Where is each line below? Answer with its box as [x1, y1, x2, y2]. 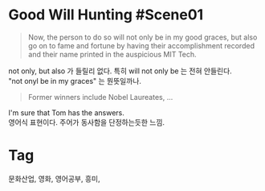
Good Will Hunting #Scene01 [8, 6, 204, 24]
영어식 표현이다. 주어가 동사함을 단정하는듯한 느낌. [8, 117, 165, 127]
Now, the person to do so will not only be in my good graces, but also [27, 32, 258, 42]
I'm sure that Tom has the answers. [8, 107, 124, 118]
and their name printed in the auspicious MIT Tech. [27, 49, 197, 59]
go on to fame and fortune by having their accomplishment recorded [27, 40, 255, 50]
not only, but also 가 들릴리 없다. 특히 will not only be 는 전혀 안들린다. [8, 66, 233, 76]
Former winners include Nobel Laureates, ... [27, 92, 173, 102]
